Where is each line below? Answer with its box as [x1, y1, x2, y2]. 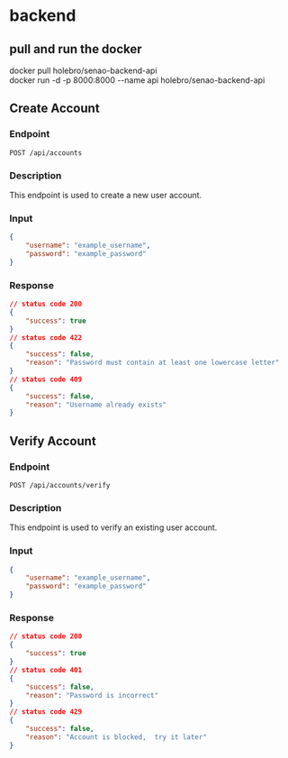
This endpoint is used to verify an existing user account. [9, 522, 218, 533]
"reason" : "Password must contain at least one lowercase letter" [25, 358, 280, 368]
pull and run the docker [9, 41, 142, 57]
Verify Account [9, 434, 96, 449]
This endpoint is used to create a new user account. [9, 189, 202, 200]
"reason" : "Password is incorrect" [25, 690, 159, 699]
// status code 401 [9, 665, 83, 674]
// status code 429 [9, 708, 83, 717]
